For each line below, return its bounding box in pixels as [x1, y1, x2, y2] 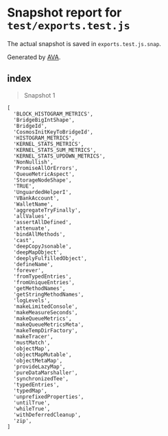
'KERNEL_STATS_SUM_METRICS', [13, 146, 97, 153]
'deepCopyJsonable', [13, 243, 72, 250]
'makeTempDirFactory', [13, 327, 78, 334]
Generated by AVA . [7, 53, 61, 61]
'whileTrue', [13, 405, 51, 412]
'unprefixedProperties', [13, 393, 84, 400]
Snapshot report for [7, 5, 122, 21]
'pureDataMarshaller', [13, 369, 78, 376]
